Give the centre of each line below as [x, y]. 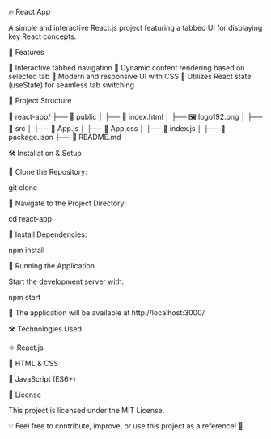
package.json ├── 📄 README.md [65, 137]
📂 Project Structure [40, 101]
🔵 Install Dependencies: [48, 234]
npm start [25, 297]
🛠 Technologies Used [45, 329]
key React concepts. [42, 36]
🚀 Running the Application [52, 266]
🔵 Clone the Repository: [48, 172]
